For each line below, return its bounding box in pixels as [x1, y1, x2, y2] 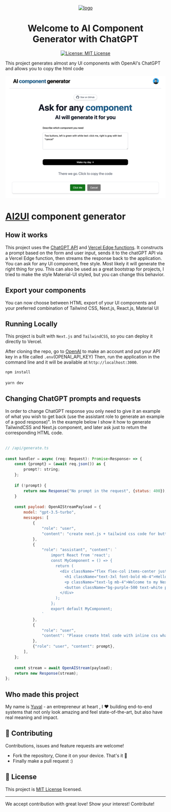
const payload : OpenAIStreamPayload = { [14, 504, 101, 509]
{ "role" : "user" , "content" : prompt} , [32, 644, 115, 649]
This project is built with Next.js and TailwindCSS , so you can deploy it [5, 333, 153, 339]
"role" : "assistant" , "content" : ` [41, 547, 117, 553]
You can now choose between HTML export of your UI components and [5, 299, 156, 306]
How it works [5, 231, 48, 239]
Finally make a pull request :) [12, 758, 73, 764]
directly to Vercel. [5, 339, 42, 345]
